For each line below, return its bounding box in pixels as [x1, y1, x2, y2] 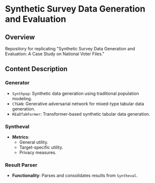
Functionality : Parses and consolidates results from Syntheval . [12, 173, 138, 179]
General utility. [19, 139, 48, 145]
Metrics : [12, 134, 30, 140]
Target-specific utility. [19, 144, 63, 150]
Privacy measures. [19, 149, 57, 155]
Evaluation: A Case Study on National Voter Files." [5, 51, 105, 57]
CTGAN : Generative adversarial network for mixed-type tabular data [12, 101, 144, 107]
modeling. [12, 95, 32, 101]
